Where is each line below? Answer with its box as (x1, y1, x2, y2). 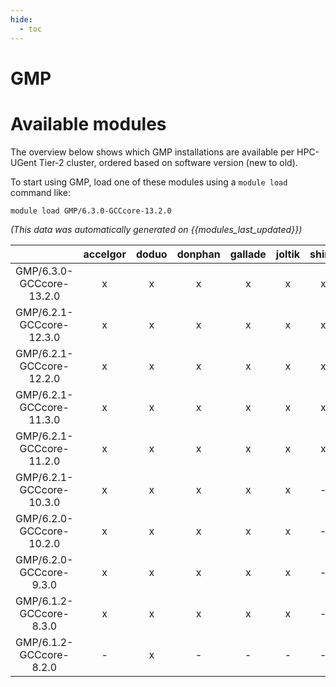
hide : (10, 14, 33, 25)
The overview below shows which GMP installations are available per (10, 146, 295, 158)
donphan (176, 247, 221, 261)
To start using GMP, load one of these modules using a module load (10, 176, 288, 188)
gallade (229, 247, 267, 261)
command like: (10, 186, 71, 198)
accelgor (83, 247, 127, 261)
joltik (275, 247, 300, 261)
